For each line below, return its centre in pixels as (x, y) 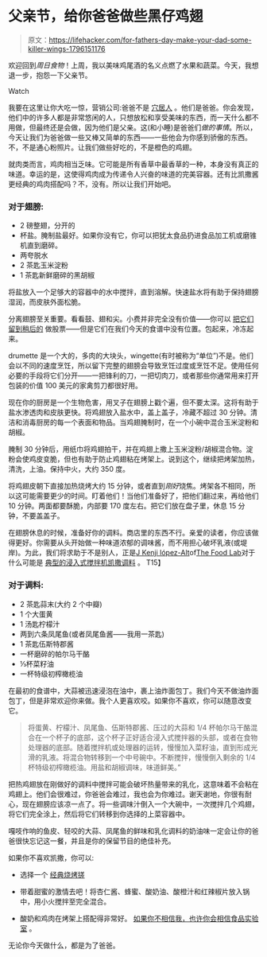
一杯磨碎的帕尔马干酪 (54, 654)
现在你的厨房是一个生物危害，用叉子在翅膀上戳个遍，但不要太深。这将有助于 (133, 403)
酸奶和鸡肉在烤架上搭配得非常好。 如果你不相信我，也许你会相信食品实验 (139, 918)
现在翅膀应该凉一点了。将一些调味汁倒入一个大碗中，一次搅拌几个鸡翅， (140, 803)
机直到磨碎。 (41, 245)
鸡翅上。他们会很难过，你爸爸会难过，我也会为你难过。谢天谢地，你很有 (126, 794)
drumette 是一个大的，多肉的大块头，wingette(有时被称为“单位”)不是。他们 (131, 356)
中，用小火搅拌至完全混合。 (65, 901)
